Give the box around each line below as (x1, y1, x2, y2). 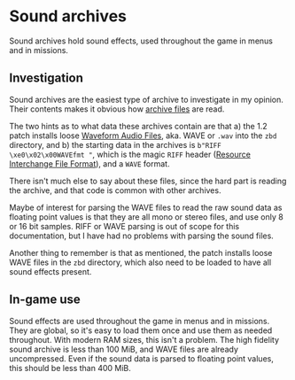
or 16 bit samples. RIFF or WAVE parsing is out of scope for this (9, 221, 240, 231)
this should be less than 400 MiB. (9, 362, 131, 373)
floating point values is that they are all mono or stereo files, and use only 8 (9, 211, 283, 222)
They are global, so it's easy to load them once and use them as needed (9, 325, 273, 336)
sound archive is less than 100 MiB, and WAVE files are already (9, 344, 239, 354)
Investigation (9, 71, 84, 86)
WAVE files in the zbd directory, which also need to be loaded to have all (9, 257, 272, 268)
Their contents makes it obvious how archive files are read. (9, 104, 225, 114)
